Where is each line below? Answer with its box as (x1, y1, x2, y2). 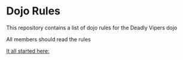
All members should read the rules (6, 35, 91, 43)
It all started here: (6, 47, 50, 55)
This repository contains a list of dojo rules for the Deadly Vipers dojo (6, 24, 178, 31)
